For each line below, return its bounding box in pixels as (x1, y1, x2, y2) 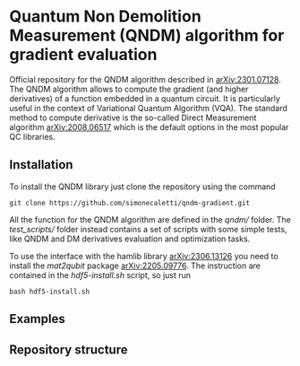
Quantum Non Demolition (9, 6, 201, 27)
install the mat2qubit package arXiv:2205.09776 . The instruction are (9, 260, 261, 271)
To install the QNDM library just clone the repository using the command (9, 181, 276, 192)
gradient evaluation (9, 45, 158, 65)
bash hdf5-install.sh (9, 287, 90, 296)
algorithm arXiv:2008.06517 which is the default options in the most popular (9, 121, 289, 132)
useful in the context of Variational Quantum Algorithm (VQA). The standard (9, 102, 288, 113)
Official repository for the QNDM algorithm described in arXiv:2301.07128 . (9, 74, 282, 84)
